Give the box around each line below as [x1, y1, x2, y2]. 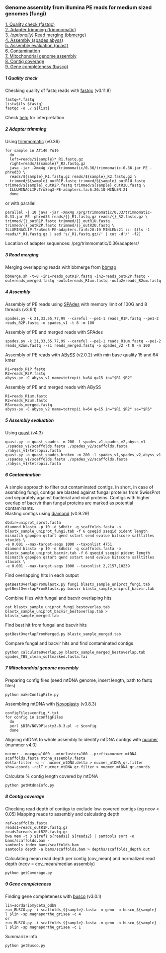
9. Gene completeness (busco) [5, 64, 69, 70]
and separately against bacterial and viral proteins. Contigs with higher [5, 495, 150, 501]
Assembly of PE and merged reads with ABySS [5, 384, 101, 390]
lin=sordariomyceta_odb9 [5, 903, 57, 908]
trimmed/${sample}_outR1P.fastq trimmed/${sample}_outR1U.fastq [9, 178, 146, 184]
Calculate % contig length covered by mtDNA [5, 773, 98, 779]
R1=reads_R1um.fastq [5, 394, 48, 399]
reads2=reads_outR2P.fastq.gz [5, 829, 68, 835]
